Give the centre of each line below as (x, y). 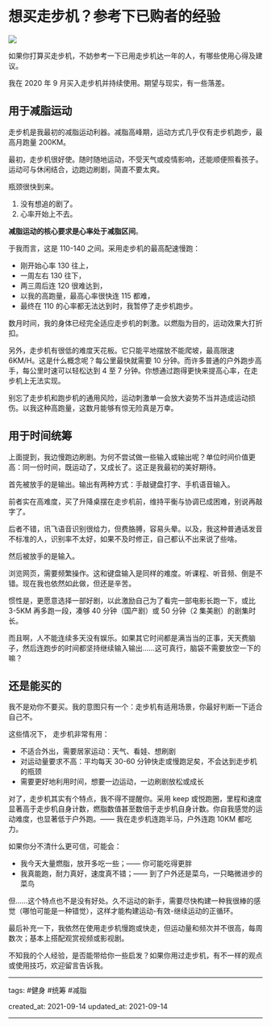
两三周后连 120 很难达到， (63, 285)
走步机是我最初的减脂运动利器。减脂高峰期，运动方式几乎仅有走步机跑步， (132, 132)
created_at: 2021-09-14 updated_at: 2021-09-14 (88, 1007)
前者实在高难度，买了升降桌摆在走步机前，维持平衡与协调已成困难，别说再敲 (135, 501)
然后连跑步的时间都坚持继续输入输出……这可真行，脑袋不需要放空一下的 (142, 648)
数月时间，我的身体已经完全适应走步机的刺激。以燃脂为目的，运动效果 (125, 323)
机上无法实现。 (40, 380)
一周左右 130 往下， (53, 275)
